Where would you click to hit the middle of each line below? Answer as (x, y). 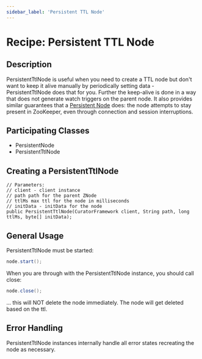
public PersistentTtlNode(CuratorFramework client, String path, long (98, 212)
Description (29, 65)
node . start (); (24, 262)
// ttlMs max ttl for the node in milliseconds (68, 201)
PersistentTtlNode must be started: (50, 251)
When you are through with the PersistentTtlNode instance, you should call (100, 273)
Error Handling (34, 328)
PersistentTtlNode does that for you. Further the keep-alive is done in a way (101, 92)
